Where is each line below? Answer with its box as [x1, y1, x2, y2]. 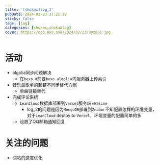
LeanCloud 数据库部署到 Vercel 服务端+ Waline [19, 100, 108, 106]
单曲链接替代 [19, 88, 46, 94]
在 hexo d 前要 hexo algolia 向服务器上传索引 [19, 75, 107, 81]
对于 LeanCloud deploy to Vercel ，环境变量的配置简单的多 [26, 112, 142, 118]
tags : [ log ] [5, 21, 29, 26]
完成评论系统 [12, 94, 38, 100]
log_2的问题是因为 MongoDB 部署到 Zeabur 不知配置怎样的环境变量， [26, 106, 157, 112]
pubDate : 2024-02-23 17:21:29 [5, 12, 67, 17]
